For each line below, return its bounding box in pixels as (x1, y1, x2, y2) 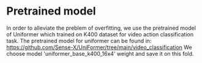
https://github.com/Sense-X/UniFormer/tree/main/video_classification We (6, 44, 192, 51)
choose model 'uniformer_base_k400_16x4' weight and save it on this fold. (6, 50, 194, 57)
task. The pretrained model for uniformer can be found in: (6, 37, 152, 44)
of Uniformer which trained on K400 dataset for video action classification (6, 30, 194, 38)
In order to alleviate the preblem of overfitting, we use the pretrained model (6, 24, 196, 31)
